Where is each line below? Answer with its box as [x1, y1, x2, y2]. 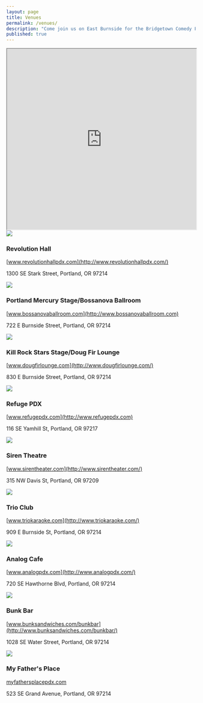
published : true [6, 31, 47, 37]
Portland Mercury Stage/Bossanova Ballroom [6, 296, 141, 305]
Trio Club [6, 503, 34, 511]
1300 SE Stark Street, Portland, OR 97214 [6, 270, 108, 277]
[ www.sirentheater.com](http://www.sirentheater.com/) [6, 465, 143, 472]
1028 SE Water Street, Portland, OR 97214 [6, 638, 109, 645]
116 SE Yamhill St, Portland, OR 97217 [6, 425, 98, 433]
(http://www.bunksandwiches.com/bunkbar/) [6, 626, 118, 634]
